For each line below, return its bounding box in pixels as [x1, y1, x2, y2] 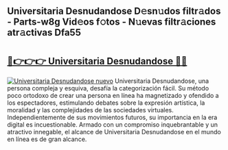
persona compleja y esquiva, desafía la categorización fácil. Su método [7, 84, 209, 92]
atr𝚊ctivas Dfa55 [7, 27, 81, 38]
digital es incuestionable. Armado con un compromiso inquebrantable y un [7, 121, 218, 129]
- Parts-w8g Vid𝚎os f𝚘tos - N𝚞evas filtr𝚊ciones [7, 16, 216, 28]
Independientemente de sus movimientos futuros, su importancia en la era [7, 113, 218, 121]
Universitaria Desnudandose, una [114, 77, 209, 85]
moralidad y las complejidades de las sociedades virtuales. [7, 106, 174, 114]
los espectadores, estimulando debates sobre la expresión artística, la [7, 99, 205, 107]
